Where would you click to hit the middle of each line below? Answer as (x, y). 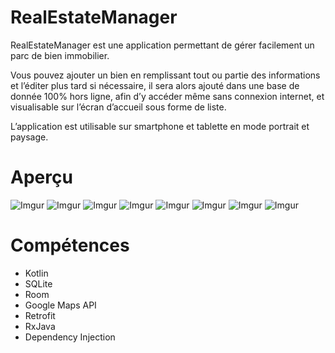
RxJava (40, 326)
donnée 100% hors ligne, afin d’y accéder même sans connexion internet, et (167, 96)
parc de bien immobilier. (60, 55)
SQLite (38, 283)
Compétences (70, 245)
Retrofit (40, 315)
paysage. (29, 137)
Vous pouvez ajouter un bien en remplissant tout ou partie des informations (165, 75)
